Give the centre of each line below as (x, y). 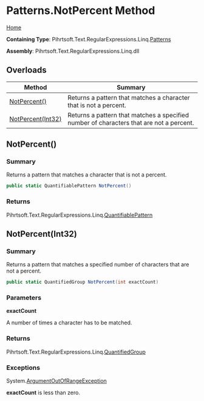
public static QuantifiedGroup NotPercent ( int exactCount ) (83, 282)
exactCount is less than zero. (43, 392)
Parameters (24, 298)
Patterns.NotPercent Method (81, 11)
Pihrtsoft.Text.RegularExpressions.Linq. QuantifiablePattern (80, 215)
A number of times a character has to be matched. (69, 323)
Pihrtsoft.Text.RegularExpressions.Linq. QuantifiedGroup (76, 352)
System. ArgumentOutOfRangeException (57, 381)
